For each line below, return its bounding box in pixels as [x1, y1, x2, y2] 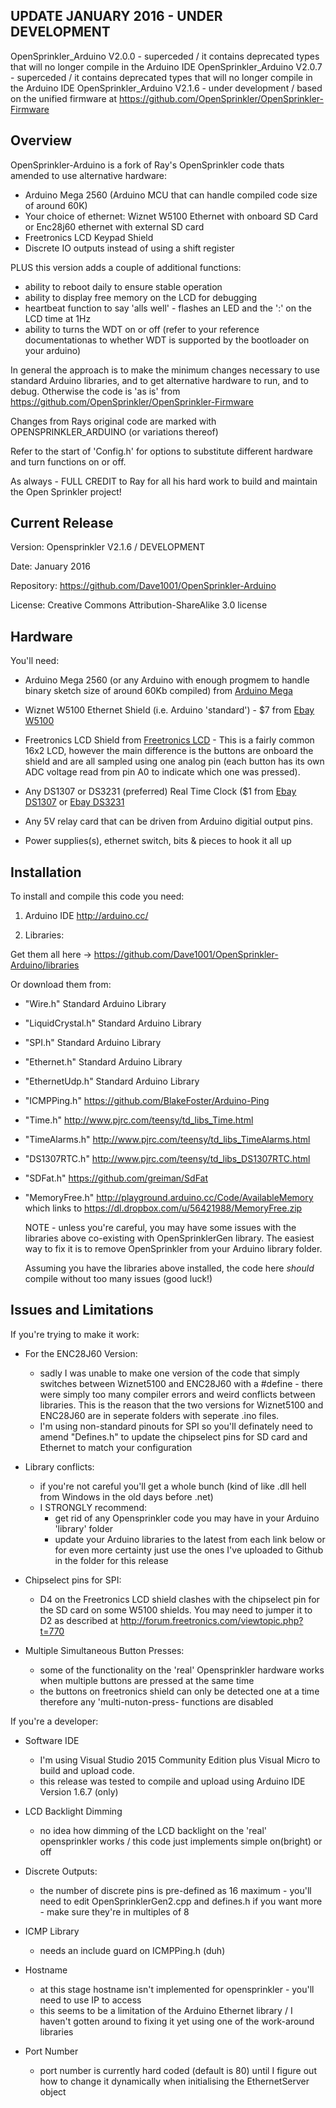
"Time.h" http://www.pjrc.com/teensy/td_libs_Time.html [24, 1114, 254, 1126]
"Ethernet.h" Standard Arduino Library [24, 1056, 183, 1068]
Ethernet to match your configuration [39, 1441, 193, 1453]
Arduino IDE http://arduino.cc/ [24, 910, 149, 922]
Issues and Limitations [10, 1302, 154, 1319]
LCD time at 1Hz [24, 312, 92, 324]
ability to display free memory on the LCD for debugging [24, 291, 258, 303]
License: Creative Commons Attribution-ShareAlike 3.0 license [10, 599, 268, 611]
